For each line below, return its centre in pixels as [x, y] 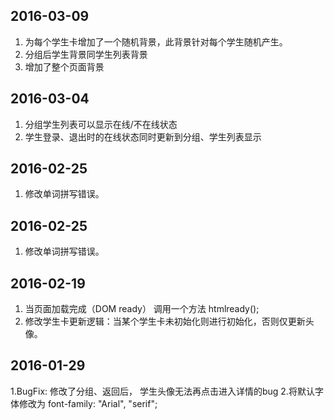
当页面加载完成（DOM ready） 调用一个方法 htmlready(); [142, 309]
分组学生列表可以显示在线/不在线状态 [101, 124]
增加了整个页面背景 [64, 66]
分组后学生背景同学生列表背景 [86, 54]
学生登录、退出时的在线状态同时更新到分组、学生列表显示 [143, 136]
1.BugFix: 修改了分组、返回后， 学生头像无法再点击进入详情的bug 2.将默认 [162, 391]
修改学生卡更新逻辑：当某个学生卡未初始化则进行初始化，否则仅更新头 [169, 321]
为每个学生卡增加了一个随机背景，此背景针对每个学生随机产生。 [156, 41]
